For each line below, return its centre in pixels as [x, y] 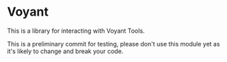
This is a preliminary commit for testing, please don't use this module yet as [113, 44]
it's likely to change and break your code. [65, 51]
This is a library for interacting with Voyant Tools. [76, 31]
